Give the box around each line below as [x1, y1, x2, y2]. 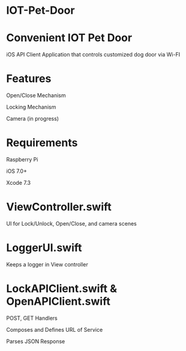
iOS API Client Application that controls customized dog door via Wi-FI [6, 51, 181, 58]
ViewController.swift [6, 200, 112, 214]
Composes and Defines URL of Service [6, 326, 103, 333]
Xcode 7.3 [6, 179, 31, 186]
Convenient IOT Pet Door [6, 31, 133, 45]
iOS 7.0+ [6, 167, 27, 175]
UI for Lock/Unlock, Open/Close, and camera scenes [6, 220, 137, 227]
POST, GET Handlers [6, 314, 58, 322]
